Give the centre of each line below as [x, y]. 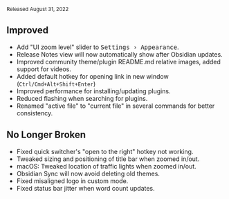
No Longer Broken [46, 135]
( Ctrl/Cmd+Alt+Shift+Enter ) [56, 84]
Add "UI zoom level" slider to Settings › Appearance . [98, 47]
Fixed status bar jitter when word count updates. [85, 188]
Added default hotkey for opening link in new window [92, 76]
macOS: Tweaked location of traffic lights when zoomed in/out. [106, 166]
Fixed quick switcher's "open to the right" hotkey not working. [105, 151]
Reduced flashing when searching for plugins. [82, 98]
